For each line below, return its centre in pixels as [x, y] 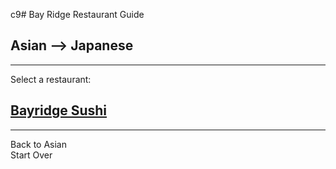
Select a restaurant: [51, 79]
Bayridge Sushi [59, 110]
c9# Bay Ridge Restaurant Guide [77, 14]
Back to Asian [38, 144]
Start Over [31, 155]
